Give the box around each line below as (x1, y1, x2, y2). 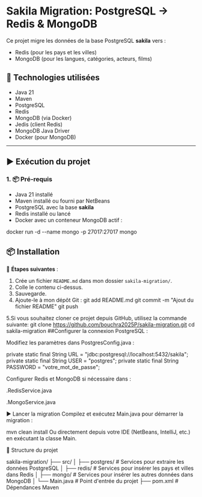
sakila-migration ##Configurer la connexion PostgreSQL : (6, 328, 148, 335)
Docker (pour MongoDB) (14, 133, 76, 141)
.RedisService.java (6, 387, 52, 394)
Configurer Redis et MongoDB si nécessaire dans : (6, 375, 131, 382)
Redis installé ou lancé (14, 210, 71, 218)
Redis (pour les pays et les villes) (14, 48, 97, 55)
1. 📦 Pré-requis (6, 175, 53, 183)
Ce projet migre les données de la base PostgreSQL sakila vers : (6, 37, 167, 44)
